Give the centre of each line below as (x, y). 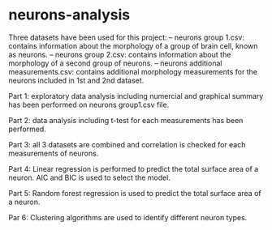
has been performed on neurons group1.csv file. (89, 104)
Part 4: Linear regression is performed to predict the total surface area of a (134, 168)
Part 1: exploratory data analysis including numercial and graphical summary (136, 96)
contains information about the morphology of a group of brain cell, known (133, 45)
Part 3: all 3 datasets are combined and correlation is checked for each (127, 144)
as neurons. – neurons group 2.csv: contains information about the (120, 54)
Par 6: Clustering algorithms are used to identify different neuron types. (128, 217)
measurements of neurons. (54, 153)
